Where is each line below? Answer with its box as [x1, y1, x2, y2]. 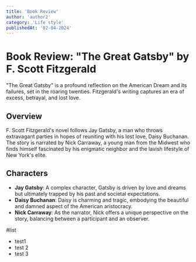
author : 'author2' [6, 14, 51, 20]
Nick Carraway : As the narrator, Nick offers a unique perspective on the [14, 209, 189, 216]
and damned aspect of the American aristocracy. [14, 202, 133, 209]
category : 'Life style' [6, 19, 64, 25]
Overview [6, 111, 43, 121]
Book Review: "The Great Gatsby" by [6, 50, 190, 63]
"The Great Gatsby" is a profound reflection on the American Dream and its [6, 82, 187, 89]
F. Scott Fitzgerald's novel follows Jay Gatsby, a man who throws [6, 127, 163, 133]
